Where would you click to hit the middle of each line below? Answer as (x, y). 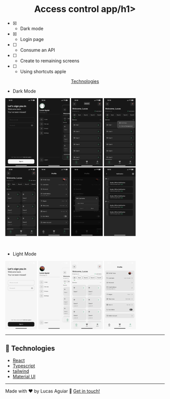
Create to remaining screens (50, 61)
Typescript (24, 366)
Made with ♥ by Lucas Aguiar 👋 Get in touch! (53, 391)
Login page (32, 39)
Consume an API (37, 50)
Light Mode (25, 254)
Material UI (24, 377)
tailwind (21, 371)
